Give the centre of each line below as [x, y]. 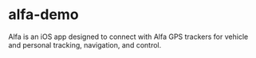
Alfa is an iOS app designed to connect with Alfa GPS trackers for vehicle [128, 37]
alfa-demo [43, 15]
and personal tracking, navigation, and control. [85, 44]
